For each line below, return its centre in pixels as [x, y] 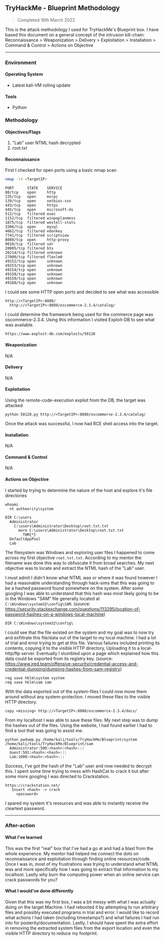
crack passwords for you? [31, 879]
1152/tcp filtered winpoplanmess [41, 219]
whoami [12, 504]
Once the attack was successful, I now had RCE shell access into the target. [82, 423]
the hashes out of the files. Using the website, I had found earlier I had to [79, 725]
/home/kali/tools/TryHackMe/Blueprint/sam [49, 744]
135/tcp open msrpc [31, 197]
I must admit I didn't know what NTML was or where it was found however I [81, 577]
